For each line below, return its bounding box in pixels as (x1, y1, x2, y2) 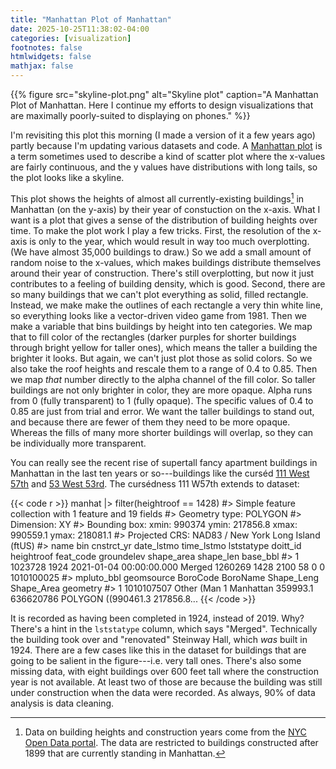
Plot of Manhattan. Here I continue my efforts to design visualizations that (10, 99, 314, 111)
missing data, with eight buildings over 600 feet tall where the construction (10, 665, 319, 677)
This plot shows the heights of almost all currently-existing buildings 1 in (10, 191, 305, 205)
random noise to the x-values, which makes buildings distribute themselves (10, 256, 322, 268)
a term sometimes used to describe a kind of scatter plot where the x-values (10, 151, 326, 162)
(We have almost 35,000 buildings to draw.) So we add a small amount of (10, 246, 312, 258)
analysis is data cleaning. (10, 697, 115, 709)
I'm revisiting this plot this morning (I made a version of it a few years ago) (10, 129, 316, 141)
